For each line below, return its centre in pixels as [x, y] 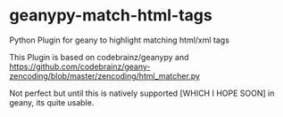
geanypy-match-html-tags [111, 16]
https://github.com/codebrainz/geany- [80, 66]
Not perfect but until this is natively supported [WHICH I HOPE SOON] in [142, 93]
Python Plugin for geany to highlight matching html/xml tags [120, 40]
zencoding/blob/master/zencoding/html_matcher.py [105, 75]
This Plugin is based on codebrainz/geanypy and [99, 57]
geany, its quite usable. [52, 102]
